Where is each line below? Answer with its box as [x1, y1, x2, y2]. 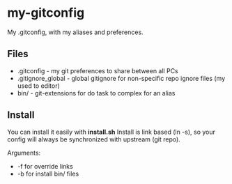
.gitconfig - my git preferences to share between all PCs [17, 66, 179, 75]
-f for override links [17, 162, 73, 170]
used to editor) [17, 82, 61, 90]
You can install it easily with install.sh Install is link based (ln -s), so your [7, 128, 216, 136]
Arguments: [7, 148, 41, 157]
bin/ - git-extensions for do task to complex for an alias [17, 89, 176, 97]
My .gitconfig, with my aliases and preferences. [7, 28, 144, 36]
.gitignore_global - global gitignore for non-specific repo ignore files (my [17, 74, 226, 82]
